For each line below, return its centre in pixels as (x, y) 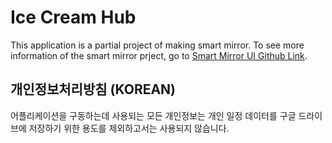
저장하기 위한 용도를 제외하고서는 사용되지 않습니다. (129, 128)
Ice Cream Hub (73, 17)
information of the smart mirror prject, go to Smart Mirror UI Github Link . (159, 55)
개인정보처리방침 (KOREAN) (93, 89)
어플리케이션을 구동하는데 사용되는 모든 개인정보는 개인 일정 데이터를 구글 (153, 115)
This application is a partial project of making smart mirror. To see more (157, 45)
